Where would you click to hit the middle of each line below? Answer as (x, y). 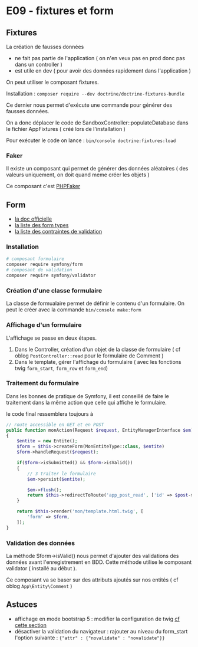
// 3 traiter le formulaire (62, 474)
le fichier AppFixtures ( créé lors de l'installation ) (66, 129)
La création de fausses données (45, 47)
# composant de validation (39, 270)
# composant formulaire (35, 259)
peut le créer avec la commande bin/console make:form (74, 310)
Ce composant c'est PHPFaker (43, 186)
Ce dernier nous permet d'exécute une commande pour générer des (89, 105)
